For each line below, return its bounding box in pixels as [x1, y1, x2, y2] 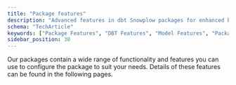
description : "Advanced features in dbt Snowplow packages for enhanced [7, 17, 225, 24]
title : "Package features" [7, 10, 86, 17]
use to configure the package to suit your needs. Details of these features [7, 63, 221, 71]
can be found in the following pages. [7, 70, 114, 79]
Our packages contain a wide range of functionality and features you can [7, 55, 219, 63]
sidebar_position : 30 [7, 36, 71, 43]
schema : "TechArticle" [7, 23, 74, 30]
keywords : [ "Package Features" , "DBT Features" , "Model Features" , [7, 29, 209, 37]
